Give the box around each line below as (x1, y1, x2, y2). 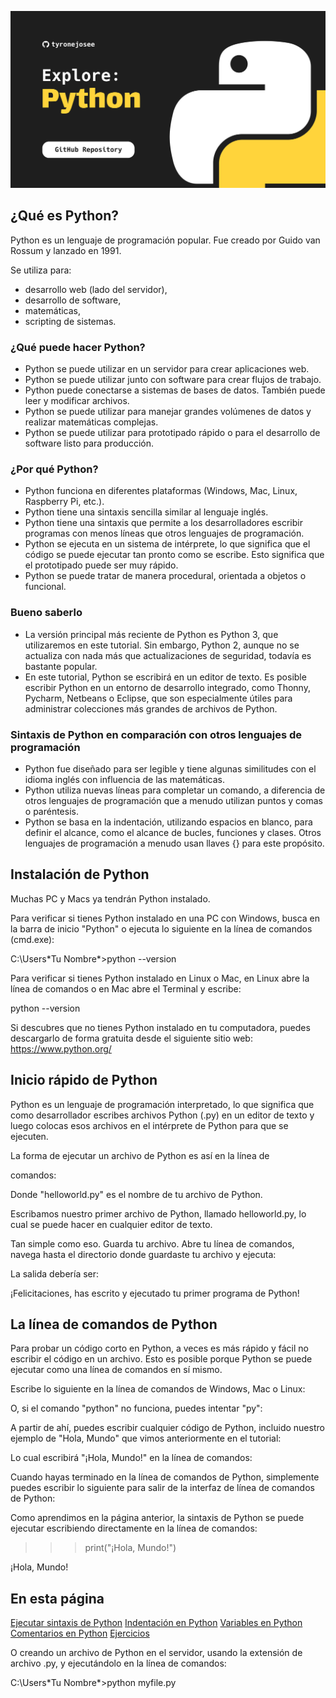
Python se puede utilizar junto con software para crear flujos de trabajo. (24, 374, 322, 386)
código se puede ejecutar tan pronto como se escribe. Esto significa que (24, 549, 325, 561)
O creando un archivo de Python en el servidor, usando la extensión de (10, 1647, 303, 1659)
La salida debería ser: (10, 1267, 100, 1280)
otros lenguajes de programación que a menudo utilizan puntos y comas (24, 795, 323, 806)
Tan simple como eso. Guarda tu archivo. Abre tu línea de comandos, (10, 1237, 295, 1250)
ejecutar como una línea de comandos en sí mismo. (10, 1364, 223, 1376)
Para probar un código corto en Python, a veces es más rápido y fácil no (10, 1342, 309, 1355)
